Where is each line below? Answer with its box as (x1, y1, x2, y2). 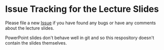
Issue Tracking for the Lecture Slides (5, 3, 159, 15)
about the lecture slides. (5, 25, 54, 31)
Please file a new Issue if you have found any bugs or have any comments (5, 20, 156, 26)
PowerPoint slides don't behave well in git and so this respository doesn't (5, 35, 155, 41)
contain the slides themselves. (5, 40, 67, 46)
